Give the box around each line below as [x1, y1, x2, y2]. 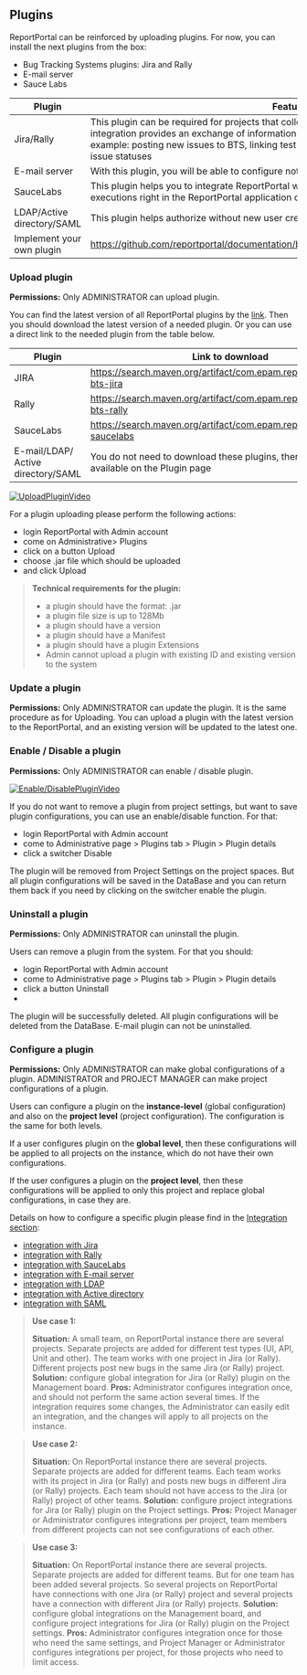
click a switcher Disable [22, 847, 112, 858]
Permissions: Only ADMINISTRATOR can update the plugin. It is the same [9, 703, 287, 714]
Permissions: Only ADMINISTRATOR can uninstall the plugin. [9, 928, 239, 939]
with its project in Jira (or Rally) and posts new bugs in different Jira [31, 1476, 287, 1487]
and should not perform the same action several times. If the [31, 1392, 260, 1403]
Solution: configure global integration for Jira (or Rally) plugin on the [31, 1373, 291, 1383]
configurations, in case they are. [9, 1194, 131, 1205]
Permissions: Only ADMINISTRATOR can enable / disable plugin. [9, 765, 254, 776]
